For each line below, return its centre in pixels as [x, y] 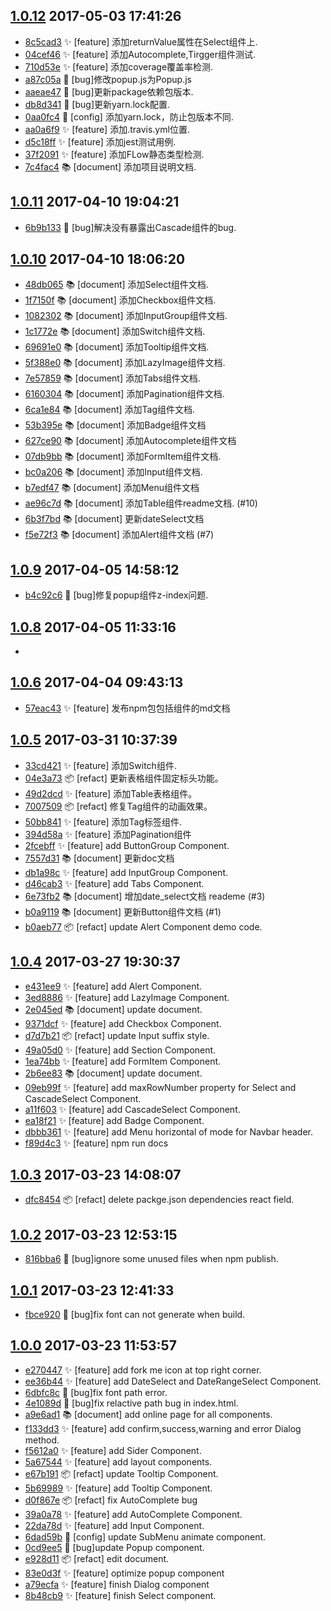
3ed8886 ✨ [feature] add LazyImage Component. [127, 997]
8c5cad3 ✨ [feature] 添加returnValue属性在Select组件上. [141, 41]
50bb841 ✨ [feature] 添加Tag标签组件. [103, 821]
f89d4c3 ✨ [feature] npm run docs [96, 1143]
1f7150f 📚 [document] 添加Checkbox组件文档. [120, 300]
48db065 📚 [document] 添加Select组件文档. [116, 285]
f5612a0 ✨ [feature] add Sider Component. [113, 1450]
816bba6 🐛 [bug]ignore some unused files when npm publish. [151, 1259]
